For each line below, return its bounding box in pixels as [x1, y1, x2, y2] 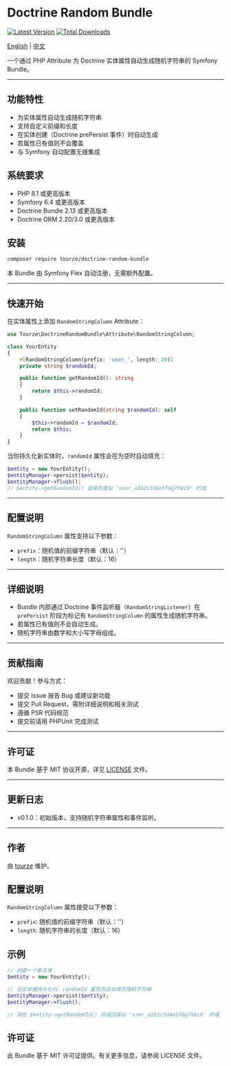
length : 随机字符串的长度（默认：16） [16, 926, 124, 935]
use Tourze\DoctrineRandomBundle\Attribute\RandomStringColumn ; [7, 331, 195, 338]
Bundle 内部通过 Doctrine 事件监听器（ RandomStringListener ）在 [16, 603, 201, 611]
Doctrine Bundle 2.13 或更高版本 [16, 206, 108, 215]
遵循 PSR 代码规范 [16, 709, 69, 717]
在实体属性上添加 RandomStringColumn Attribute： [7, 317, 145, 326]
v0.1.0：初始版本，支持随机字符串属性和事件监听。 [16, 813, 160, 822]
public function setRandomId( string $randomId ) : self [19, 406, 177, 414]
